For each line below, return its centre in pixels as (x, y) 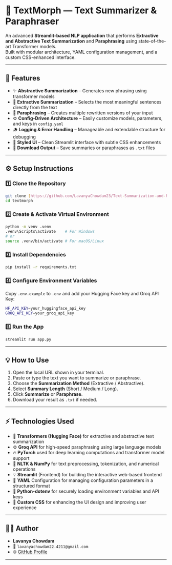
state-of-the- (152, 41)
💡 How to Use (27, 360)
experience (25, 508)
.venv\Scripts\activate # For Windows (50, 232)
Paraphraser (32, 21)
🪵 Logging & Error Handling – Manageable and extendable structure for (89, 129)
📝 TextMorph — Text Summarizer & (81, 11)
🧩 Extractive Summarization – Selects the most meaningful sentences (87, 102)
